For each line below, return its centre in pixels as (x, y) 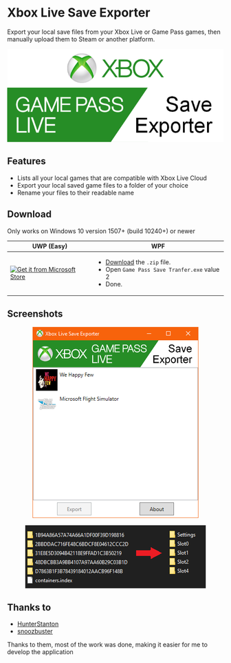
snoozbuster (35, 631)
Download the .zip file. (138, 262)
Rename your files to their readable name (75, 192)
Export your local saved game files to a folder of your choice (103, 185)
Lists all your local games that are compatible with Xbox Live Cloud (112, 178)
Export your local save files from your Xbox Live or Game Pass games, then (114, 32)
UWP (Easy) (49, 246)
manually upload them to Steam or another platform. (81, 39)
